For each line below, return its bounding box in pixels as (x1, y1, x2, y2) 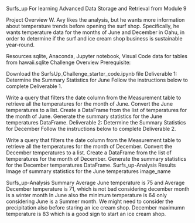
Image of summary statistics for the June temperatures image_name (6, 168, 171, 175)
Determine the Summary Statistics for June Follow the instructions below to (6, 76, 189, 83)
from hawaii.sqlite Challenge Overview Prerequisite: (6, 59, 131, 66)
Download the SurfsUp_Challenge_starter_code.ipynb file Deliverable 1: (6, 70, 177, 77)
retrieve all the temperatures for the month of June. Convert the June (6, 100, 173, 107)
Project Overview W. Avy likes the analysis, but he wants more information (6, 16, 185, 23)
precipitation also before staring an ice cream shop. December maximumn (6, 204, 186, 211)
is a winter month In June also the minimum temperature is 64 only (6, 192, 167, 198)
